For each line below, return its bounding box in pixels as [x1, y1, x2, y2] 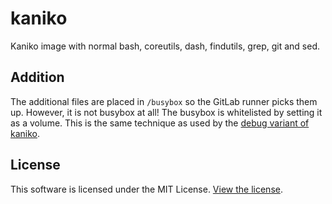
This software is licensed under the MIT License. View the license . [10, 183, 283, 195]
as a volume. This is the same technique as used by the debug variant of [10, 117, 310, 129]
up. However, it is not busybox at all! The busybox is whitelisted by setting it [10, 106, 323, 118]
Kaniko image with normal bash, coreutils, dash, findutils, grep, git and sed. [10, 40, 320, 52]
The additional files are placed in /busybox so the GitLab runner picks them [10, 95, 318, 107]
